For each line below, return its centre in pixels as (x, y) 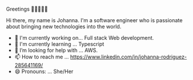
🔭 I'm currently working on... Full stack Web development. (84, 38)
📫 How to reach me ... (42, 57)
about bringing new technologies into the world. (64, 27)
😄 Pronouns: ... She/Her (44, 71)
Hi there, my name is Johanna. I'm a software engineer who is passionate (94, 20)
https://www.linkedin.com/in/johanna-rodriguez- (128, 57)
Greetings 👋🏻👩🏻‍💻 (27, 9)
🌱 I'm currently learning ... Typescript (59, 44)
